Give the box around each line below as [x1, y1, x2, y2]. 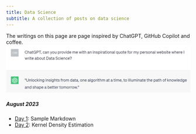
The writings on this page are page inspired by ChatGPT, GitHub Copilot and [6, 32, 190, 39]
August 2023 [6, 100, 39, 107]
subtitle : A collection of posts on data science [6, 15, 130, 22]
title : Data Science [6, 9, 57, 15]
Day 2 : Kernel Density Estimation [14, 121, 94, 128]
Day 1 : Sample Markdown [14, 115, 76, 122]
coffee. [6, 38, 23, 45]
